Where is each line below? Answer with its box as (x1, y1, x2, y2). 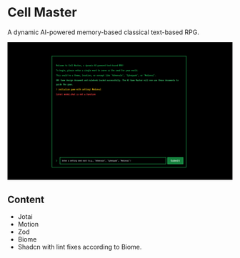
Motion (17, 220, 39, 229)
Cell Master (7, 4, 77, 21)
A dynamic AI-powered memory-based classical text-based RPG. (7, 28, 200, 36)
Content (7, 193, 45, 205)
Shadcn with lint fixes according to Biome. (17, 243, 142, 252)
